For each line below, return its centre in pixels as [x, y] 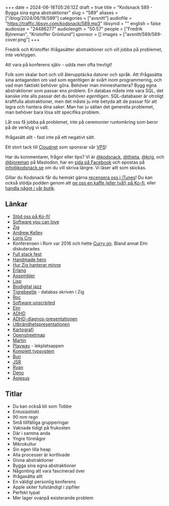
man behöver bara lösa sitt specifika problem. [53, 112]
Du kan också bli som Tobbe [42, 406]
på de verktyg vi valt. [27, 127]
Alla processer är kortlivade [41, 455]
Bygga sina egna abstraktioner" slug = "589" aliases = [62, 13]
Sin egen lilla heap [32, 449]
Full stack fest [27, 254]
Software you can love [36, 222]
